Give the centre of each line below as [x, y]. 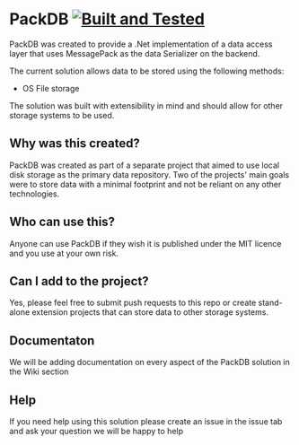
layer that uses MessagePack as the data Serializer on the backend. [135, 53]
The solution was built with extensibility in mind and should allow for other [146, 105]
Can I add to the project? [79, 281]
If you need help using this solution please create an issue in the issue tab [146, 421]
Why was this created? [75, 144]
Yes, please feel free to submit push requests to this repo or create [133, 303]
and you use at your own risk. [64, 253]
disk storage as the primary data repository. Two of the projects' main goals [149, 174]
